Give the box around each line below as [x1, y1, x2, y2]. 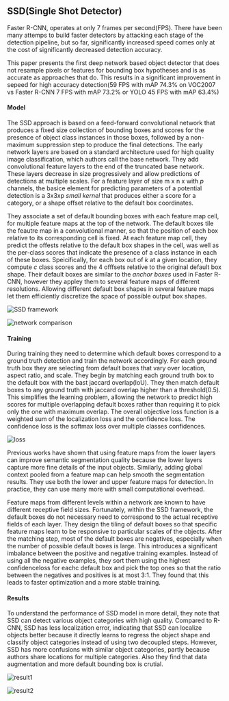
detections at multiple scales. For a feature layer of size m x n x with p [7, 177, 204, 186]
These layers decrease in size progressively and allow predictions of [7, 170, 200, 178]
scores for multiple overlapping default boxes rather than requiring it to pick [7, 400, 220, 409]
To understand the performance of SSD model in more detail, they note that [7, 609, 220, 617]
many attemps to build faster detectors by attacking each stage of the [7, 31, 204, 39]
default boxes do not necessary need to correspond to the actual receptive [7, 513, 219, 521]
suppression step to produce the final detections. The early [36, 140, 203, 149]
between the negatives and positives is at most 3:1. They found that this [7, 571, 209, 579]
